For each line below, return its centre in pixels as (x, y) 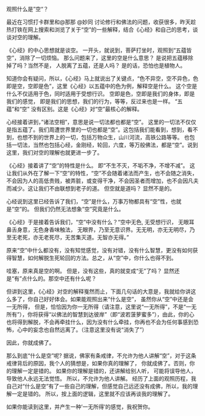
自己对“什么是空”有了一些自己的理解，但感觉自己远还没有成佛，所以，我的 (100, 386)
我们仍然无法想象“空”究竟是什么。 (82, 209)
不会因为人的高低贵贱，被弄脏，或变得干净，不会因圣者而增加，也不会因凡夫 (103, 181)
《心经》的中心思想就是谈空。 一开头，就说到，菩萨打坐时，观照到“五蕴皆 (99, 50)
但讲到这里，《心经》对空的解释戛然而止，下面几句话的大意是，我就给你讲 (99, 291)
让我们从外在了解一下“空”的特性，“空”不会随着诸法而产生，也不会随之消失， (102, 173)
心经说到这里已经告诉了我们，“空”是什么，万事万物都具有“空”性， (88, 201)
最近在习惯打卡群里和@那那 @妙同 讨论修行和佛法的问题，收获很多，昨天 (99, 22)
